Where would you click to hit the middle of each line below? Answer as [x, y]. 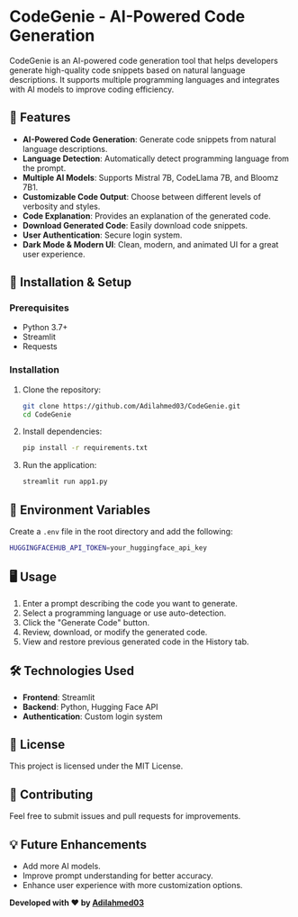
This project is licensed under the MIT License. [96, 766]
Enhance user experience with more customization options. [132, 885]
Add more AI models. [61, 866]
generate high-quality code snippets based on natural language [127, 70]
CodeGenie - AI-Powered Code [127, 17]
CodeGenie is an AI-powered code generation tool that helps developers [144, 60]
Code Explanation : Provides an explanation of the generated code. [147, 216]
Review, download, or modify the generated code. [115, 632]
